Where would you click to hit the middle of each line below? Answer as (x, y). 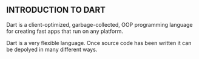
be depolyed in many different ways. (52, 49)
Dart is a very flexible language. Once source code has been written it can (99, 43)
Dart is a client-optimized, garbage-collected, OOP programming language (99, 24)
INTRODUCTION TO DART (56, 10)
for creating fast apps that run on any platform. (65, 31)
